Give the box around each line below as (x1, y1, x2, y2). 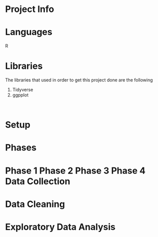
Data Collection (5, 175, 71, 187)
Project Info (5, 3, 54, 15)
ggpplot (12, 92, 29, 98)
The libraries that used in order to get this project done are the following (5, 77, 153, 83)
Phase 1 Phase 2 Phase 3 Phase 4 (5, 165, 146, 176)
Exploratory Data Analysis (5, 221, 116, 232)
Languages (5, 26, 52, 38)
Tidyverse (12, 86, 33, 93)
